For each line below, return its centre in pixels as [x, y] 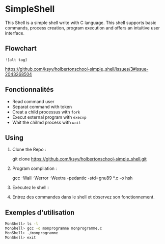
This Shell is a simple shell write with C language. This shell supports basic [81, 23]
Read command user [33, 101]
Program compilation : [35, 168]
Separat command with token [42, 107]
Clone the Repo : [29, 149]
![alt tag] [16, 60]
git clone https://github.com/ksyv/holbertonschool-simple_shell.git [79, 159]
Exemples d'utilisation [40, 212]
